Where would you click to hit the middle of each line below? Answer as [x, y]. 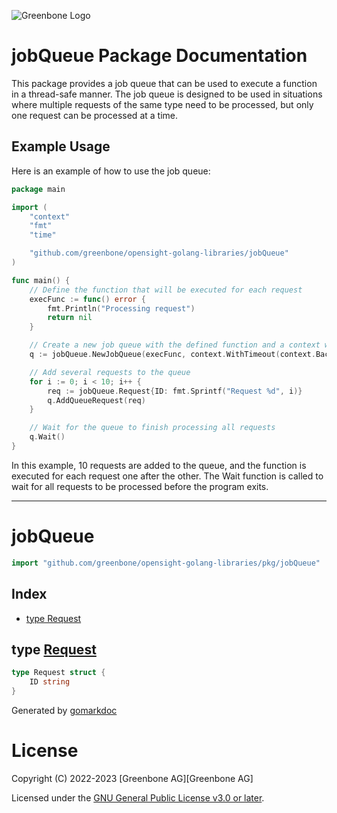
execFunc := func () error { [87, 299]
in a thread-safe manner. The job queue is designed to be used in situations [167, 94]
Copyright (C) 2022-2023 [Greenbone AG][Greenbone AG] [132, 778]
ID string [50, 682]
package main [38, 189]
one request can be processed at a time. [94, 115]
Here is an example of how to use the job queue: [111, 171]
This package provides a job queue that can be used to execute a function [164, 83]
